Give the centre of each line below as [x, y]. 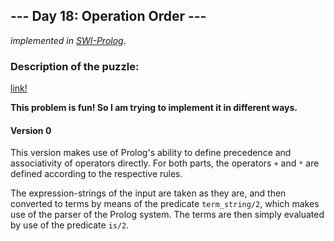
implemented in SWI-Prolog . [68, 40]
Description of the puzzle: [75, 66]
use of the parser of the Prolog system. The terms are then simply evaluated [167, 215]
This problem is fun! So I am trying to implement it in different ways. [154, 108]
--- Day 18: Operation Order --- [108, 16]
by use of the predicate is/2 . [70, 225]
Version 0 [31, 130]
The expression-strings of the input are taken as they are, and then [148, 193]
